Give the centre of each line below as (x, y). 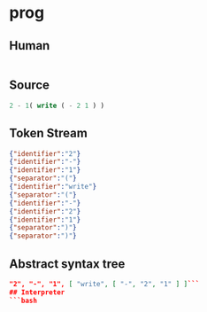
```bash (23, 300)
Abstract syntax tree (67, 264)
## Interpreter (37, 292)
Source (30, 86)
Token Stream (49, 133)
